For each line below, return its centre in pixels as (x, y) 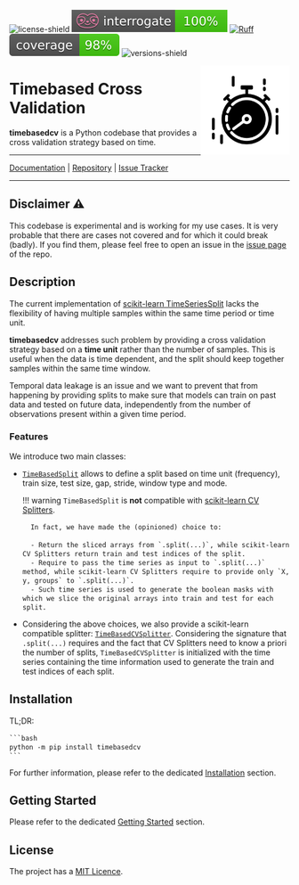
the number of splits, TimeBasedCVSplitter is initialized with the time (146, 652)
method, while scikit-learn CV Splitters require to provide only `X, (156, 571)
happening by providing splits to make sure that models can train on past (143, 395)
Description (42, 282)
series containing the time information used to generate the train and (148, 661)
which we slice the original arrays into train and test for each (148, 598)
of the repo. (31, 254)
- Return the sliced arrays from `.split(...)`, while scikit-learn (160, 545)
